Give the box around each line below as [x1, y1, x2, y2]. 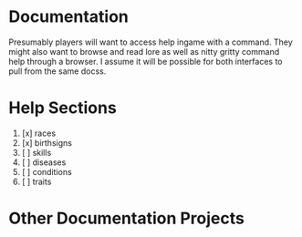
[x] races [21, 128, 57, 139]
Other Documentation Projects [8, 208, 245, 229]
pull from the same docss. [8, 66, 107, 77]
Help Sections [8, 98, 118, 118]
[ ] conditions [21, 166, 72, 177]
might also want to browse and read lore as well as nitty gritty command [8, 46, 280, 57]
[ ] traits [21, 176, 52, 187]
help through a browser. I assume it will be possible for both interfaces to [8, 56, 284, 67]
